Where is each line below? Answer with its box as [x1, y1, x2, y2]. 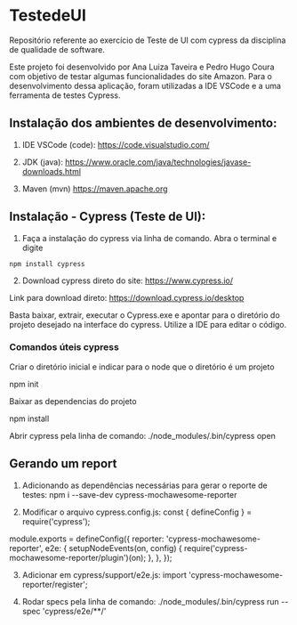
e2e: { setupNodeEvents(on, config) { [44, 542, 182, 553]
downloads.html [21, 166, 82, 176]
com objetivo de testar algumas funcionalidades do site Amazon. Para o [9, 70, 273, 81]
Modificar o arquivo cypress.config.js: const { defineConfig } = [21, 507, 253, 517]
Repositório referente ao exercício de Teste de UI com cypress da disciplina [9, 35, 286, 45]
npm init [9, 378, 39, 389]
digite [21, 242, 44, 253]
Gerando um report [9, 456, 117, 472]
